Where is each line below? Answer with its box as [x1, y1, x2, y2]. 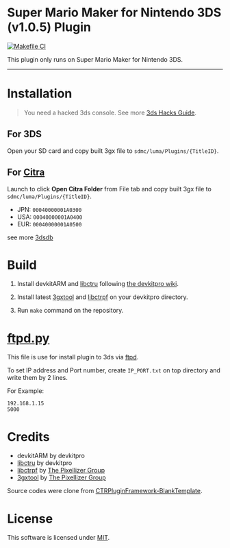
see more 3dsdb [7, 233, 53, 241]
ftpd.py [7, 331, 50, 346]
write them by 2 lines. [7, 374, 68, 382]
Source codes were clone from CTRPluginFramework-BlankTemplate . [7, 487, 203, 495]
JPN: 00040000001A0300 [16, 205, 82, 213]
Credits [7, 429, 50, 444]
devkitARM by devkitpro [16, 451, 86, 460]
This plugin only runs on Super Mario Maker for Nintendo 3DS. [7, 55, 183, 63]
